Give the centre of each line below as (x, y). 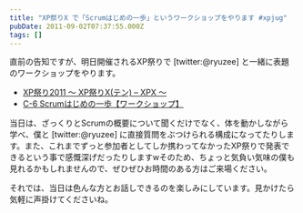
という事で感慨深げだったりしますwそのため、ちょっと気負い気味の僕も (160, 157)
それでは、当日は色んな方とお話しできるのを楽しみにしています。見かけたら (152, 188)
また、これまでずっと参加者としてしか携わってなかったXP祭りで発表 (153, 146)
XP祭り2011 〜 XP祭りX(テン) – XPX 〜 (95, 93)
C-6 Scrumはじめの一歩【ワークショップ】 (103, 104)
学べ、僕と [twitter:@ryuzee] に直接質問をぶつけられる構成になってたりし (148, 135)
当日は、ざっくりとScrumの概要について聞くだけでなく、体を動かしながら (149, 123)
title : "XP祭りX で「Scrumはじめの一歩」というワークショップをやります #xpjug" (149, 18)
